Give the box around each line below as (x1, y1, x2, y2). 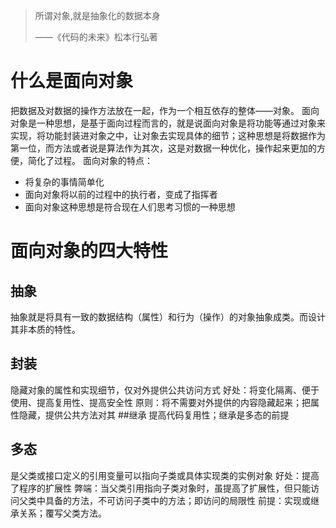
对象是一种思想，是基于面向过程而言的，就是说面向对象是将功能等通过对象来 (10, 117, 326, 129)
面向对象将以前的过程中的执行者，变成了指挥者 (24, 188, 218, 200)
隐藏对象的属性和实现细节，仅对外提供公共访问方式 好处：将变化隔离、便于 (10, 384, 320, 396)
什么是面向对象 (10, 70, 134, 93)
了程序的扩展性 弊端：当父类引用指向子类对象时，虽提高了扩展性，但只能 (10, 482, 311, 494)
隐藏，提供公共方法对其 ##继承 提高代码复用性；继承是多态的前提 (18, 409, 290, 421)
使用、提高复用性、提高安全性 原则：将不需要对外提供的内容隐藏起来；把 (10, 396, 311, 408)
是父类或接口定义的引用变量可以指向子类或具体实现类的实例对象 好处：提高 (10, 469, 320, 481)
